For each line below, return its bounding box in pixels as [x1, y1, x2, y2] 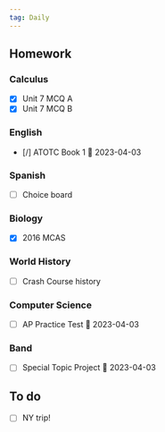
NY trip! [21, 412, 51, 423]
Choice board [21, 190, 73, 200]
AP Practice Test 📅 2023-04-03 [21, 319, 140, 330]
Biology [9, 212, 43, 224]
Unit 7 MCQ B [21, 104, 73, 114]
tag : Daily [9, 13, 50, 22]
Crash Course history [21, 275, 101, 286]
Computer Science [9, 299, 92, 311]
